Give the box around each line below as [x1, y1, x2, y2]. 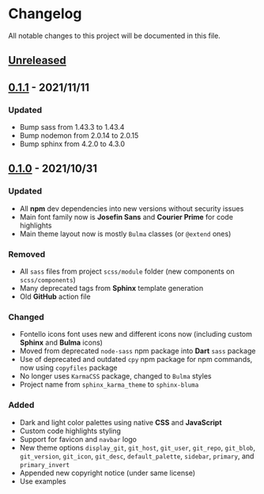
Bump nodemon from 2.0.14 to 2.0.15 [19, 131, 139, 141]
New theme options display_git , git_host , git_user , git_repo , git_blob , [19, 443, 255, 452]
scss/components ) [19, 275, 77, 285]
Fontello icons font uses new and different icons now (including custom [19, 330, 253, 339]
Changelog [8, 5, 82, 23]
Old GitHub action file [19, 292, 91, 301]
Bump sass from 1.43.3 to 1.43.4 [19, 123, 125, 132]
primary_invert [19, 461, 70, 469]
